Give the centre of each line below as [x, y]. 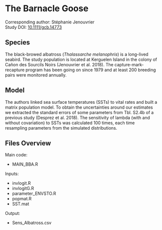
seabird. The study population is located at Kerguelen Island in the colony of [81, 59]
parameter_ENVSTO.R [34, 193]
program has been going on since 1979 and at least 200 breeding [91, 70]
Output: [13, 213]
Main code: [16, 155]
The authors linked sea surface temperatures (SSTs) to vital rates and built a [81, 102]
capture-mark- [129, 64]
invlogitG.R [23, 189]
